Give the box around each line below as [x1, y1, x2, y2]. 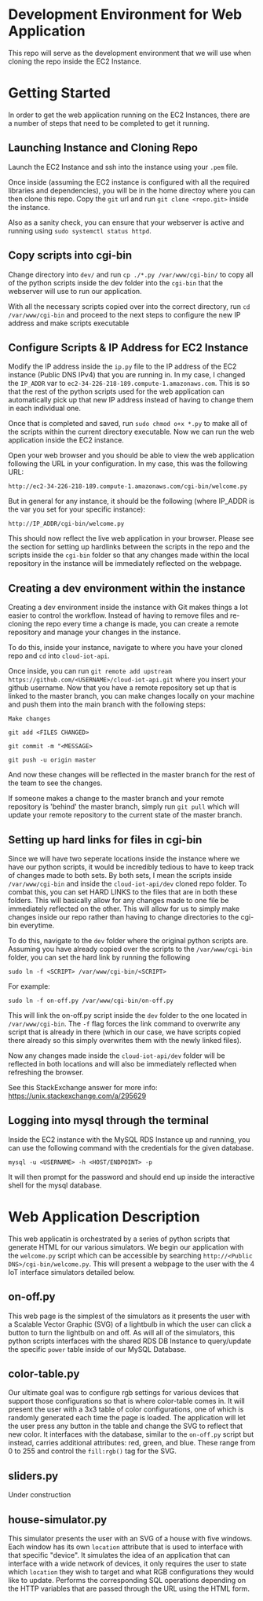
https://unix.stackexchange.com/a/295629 [8, 1091, 147, 1100]
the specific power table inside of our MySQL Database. [8, 1344, 187, 1353]
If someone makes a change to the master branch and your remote [8, 794, 225, 803]
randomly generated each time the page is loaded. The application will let [8, 1413, 246, 1423]
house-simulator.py [8, 1513, 108, 1526]
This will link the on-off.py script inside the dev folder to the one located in [8, 1010, 247, 1019]
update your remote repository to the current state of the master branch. [8, 810, 243, 820]
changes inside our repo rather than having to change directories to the [8, 912, 239, 921]
